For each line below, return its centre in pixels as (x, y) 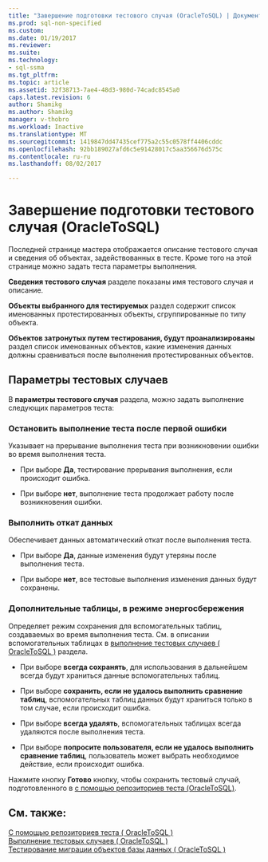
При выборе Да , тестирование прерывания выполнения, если (126, 470)
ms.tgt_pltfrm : (33, 75)
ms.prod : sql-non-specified (55, 23)
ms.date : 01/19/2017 (43, 38)
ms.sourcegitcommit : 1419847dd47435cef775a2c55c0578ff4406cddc (116, 142)
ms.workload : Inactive (46, 127)
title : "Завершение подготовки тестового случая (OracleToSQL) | (119, 16)
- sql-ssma (26, 68)
